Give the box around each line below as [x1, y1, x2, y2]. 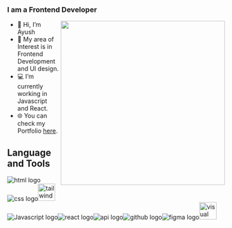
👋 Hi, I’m [17, 21, 41, 29]
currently [17, 82, 43, 91]
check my [17, 120, 46, 128]
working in [17, 90, 48, 98]
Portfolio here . [17, 126, 58, 135]
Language [7, 146, 52, 158]
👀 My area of [17, 35, 55, 44]
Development [17, 57, 56, 66]
